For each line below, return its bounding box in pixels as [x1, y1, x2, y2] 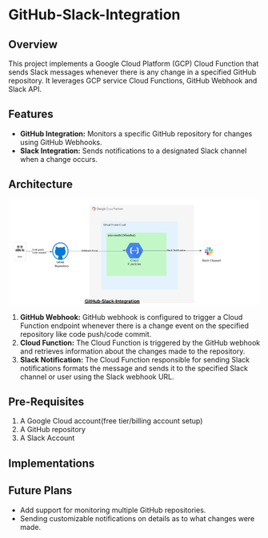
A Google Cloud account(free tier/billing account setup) [19, 416, 203, 426]
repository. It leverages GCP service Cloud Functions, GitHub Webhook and [8, 76, 258, 85]
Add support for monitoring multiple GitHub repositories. [19, 505, 206, 515]
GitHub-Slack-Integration [8, 6, 181, 24]
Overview [8, 38, 58, 51]
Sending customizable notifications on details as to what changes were [19, 513, 255, 523]
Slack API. [8, 84, 42, 94]
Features [8, 107, 54, 121]
